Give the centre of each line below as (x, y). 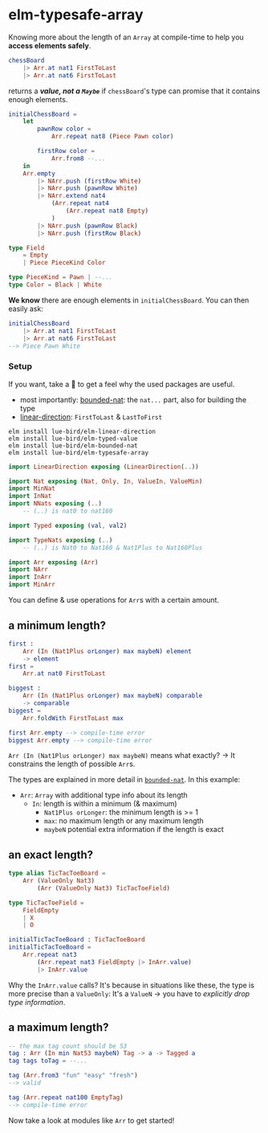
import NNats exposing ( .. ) (55, 504)
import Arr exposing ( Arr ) (53, 562)
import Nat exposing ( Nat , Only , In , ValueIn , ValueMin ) (106, 481)
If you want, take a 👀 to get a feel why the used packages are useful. (122, 384)
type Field (26, 248)
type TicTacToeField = (46, 903)
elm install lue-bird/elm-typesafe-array (79, 452)
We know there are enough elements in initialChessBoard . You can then (129, 300)
